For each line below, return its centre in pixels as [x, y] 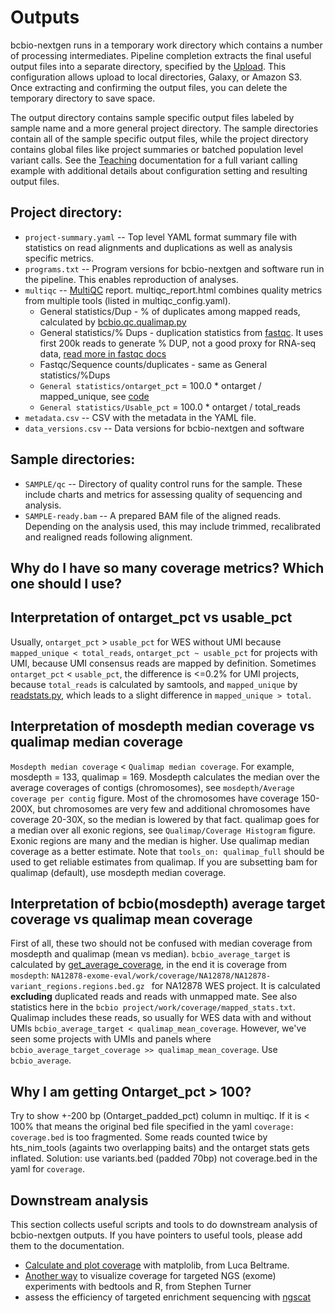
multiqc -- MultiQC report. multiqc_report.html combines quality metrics [173, 290]
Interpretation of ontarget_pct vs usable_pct [151, 617]
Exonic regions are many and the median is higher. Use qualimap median [160, 840]
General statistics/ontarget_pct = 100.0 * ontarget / [150, 385]
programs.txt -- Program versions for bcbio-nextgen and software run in [174, 268]
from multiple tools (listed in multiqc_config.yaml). [128, 300]
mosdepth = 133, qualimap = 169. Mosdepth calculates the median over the [165, 777]
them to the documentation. [67, 1246]
